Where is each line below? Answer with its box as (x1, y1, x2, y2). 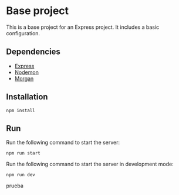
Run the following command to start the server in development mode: (6, 160, 174, 168)
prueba (6, 182, 23, 189)
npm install (6, 107, 35, 113)
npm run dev (6, 172, 35, 178)
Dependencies (6, 47, 60, 57)
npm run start (6, 150, 41, 156)
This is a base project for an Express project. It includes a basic (6, 23, 160, 31)
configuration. (6, 29, 40, 36)
